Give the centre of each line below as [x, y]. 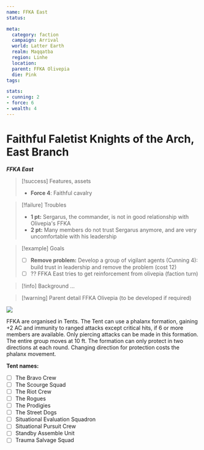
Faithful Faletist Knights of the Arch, [100, 139]
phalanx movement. [31, 353]
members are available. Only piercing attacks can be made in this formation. [102, 334]
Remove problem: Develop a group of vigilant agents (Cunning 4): [114, 260]
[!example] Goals [43, 248]
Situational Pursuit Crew [46, 426]
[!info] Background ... [48, 286]
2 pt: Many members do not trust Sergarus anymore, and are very [114, 230]
